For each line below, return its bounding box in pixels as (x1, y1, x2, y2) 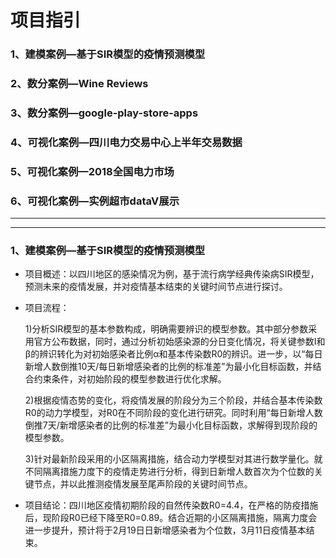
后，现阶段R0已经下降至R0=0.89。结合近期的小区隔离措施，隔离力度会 (24, 512, 318, 524)
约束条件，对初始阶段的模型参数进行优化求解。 (33, 373, 227, 385)
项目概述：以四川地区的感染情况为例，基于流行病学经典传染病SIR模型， (24, 268, 320, 280)
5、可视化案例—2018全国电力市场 (10, 164, 175, 178)
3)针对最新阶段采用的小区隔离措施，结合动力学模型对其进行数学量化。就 (24, 453, 323, 465)
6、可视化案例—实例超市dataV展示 (10, 194, 180, 208)
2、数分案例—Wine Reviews (10, 77, 149, 91)
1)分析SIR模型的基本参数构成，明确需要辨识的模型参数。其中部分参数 (24, 323, 309, 335)
